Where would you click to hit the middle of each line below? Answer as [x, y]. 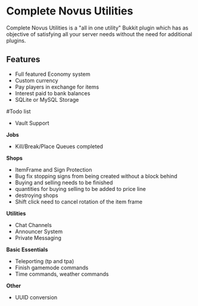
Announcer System [39, 231]
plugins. [16, 40]
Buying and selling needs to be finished [64, 183]
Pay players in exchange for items [57, 87]
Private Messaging [38, 238]
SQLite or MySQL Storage [47, 99]
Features [23, 59]
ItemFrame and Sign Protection [53, 169]
